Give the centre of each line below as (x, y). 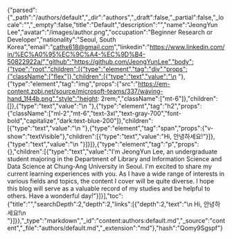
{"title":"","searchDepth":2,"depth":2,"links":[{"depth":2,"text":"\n (100, 204)
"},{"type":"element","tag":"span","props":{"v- (148, 128)
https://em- (154, 84)
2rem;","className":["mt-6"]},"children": (159, 99)
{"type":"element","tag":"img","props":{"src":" (73, 84)
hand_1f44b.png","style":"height (53, 99)
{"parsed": (23, 10)
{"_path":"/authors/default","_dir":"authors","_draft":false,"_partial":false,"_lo (115, 17)
